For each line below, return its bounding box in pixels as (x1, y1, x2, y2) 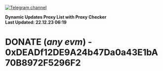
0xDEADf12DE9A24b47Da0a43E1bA (5, 47, 158, 58)
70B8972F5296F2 (5, 57, 81, 69)
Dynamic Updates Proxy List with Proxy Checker (5, 14, 107, 20)
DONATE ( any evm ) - (5, 37, 92, 47)
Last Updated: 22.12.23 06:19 (5, 20, 67, 25)
